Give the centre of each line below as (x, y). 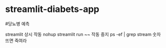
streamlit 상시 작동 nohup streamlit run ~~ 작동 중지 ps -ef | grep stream (78, 34)
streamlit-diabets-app (52, 9)
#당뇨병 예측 (18, 23)
